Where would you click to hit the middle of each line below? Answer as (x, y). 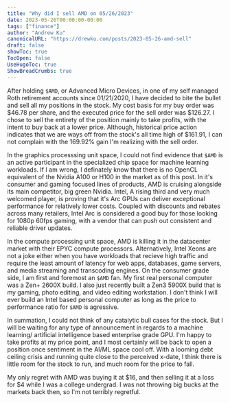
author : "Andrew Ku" (37, 33)
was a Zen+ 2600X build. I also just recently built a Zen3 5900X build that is (114, 285)
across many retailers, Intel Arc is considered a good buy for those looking (113, 213)
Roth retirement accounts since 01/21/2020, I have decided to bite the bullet (114, 97)
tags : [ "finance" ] (33, 26)
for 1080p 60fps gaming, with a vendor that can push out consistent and (110, 220)
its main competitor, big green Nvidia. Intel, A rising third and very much (109, 191)
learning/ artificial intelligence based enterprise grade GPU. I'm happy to (110, 334)
